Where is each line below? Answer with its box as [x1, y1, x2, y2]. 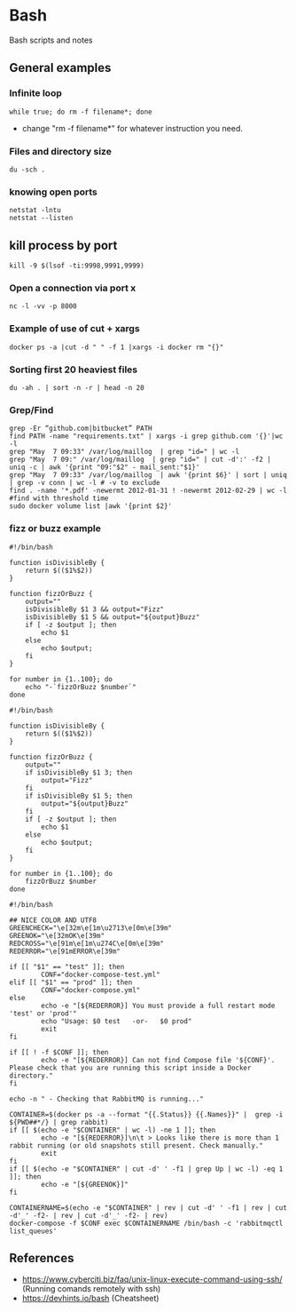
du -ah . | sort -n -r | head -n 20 [9, 383, 144, 392]
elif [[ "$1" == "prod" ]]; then [9, 978, 133, 987]
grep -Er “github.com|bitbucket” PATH [9, 424, 152, 433]
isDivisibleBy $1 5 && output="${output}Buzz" [25, 612, 200, 622]
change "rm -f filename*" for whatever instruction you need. [21, 123, 244, 133]
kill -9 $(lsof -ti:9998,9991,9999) [9, 261, 144, 271]
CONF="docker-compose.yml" [41, 985, 141, 995]
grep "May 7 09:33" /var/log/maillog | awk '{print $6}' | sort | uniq [9, 471, 288, 480]
